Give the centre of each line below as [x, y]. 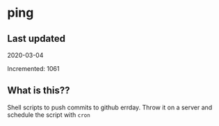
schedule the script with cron [49, 115]
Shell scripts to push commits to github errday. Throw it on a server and [110, 107]
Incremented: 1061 [33, 69]
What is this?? [39, 91]
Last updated [36, 39]
